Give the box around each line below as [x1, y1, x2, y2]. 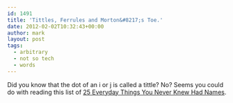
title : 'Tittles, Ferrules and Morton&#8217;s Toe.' [7, 17, 163, 24]
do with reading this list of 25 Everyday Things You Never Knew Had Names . [7, 88, 227, 96]
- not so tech [13, 55, 54, 62]
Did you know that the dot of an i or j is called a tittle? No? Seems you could [7, 80, 224, 88]
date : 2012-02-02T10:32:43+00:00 [7, 23, 104, 30]
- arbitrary [13, 49, 49, 56]
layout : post [7, 36, 45, 43]
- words [13, 62, 36, 68]
